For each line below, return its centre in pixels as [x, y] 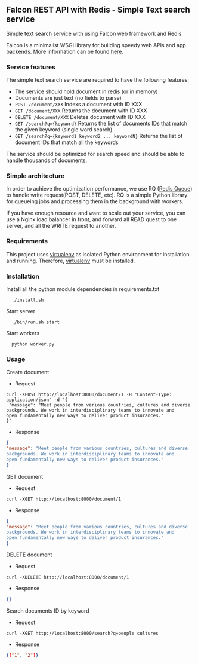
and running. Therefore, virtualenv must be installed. [71, 261]
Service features [31, 67]
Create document [28, 372]
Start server [21, 311]
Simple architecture [35, 176]
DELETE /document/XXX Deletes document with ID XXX [80, 117]
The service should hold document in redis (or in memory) [86, 91]
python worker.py [33, 344]
